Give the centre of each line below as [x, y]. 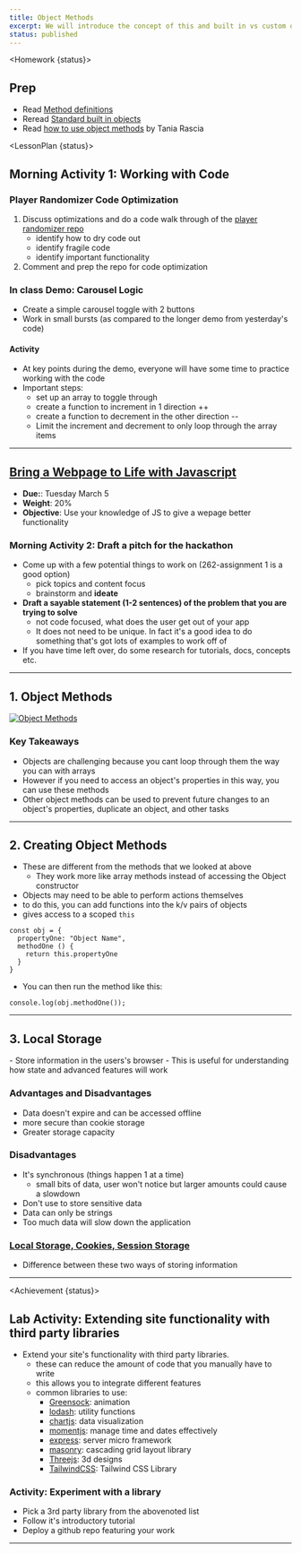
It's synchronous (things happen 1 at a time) [103, 1174]
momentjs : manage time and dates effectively [133, 1430]
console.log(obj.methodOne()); [68, 1003]
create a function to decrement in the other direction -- [137, 417]
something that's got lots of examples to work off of [131, 641]
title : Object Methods [52, 17]
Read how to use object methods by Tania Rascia [113, 129]
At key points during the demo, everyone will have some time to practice [155, 369]
